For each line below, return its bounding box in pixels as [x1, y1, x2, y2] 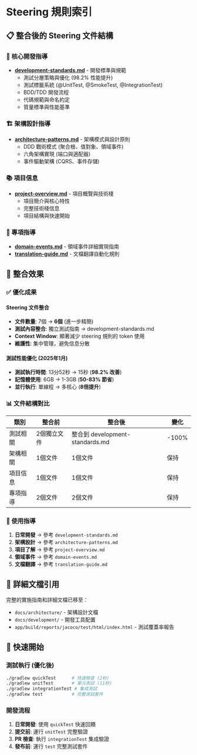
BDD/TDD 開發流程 [23, 89, 69, 96]
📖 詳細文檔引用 [6, 579, 60, 589]
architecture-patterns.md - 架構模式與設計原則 [14, 136, 131, 143]
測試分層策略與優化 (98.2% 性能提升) [23, 74, 113, 81]
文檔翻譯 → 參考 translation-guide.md [14, 561, 108, 568]
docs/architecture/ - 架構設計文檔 [14, 609, 98, 616]
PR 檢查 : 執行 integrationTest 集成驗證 [14, 736, 110, 743]
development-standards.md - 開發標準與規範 [14, 66, 127, 73]
